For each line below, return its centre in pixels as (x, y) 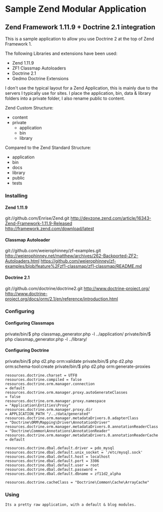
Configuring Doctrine (27, 350)
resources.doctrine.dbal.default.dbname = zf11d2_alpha (63, 474)
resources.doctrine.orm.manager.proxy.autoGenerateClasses (66, 392)
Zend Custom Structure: (29, 108)
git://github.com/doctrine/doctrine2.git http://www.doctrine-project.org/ (77, 288)
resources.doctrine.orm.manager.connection (50, 384)
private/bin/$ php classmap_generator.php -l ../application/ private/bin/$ (78, 334)
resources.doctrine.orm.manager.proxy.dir (49, 409)
